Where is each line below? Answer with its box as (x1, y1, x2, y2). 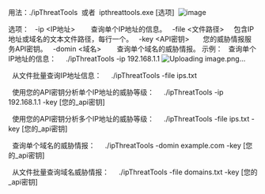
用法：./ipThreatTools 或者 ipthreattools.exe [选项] (8, 8, 175, 17)
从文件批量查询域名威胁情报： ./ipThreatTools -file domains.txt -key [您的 (11, 167, 258, 177)
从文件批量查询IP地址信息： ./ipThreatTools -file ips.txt (11, 71, 198, 80)
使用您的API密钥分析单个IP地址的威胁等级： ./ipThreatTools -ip (11, 88, 224, 97)
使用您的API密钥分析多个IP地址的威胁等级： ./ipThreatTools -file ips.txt (11, 114, 250, 123)
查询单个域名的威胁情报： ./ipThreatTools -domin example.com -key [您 (11, 141, 253, 150)
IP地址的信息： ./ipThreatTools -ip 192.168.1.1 (8, 54, 161, 63)
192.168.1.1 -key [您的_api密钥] (8, 98, 105, 106)
